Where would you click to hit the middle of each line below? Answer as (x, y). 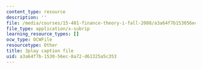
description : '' (26, 17)
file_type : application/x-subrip (48, 28)
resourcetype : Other (32, 46)
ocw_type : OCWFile (29, 40)
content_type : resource (36, 12)
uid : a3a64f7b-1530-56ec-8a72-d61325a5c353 (62, 56)
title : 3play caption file (40, 51)
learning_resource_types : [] (43, 34)
